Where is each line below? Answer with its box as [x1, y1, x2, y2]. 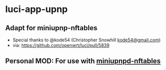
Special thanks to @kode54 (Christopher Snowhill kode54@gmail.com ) [12, 37, 161, 43]
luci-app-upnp [5, 4, 68, 15]
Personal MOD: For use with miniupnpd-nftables [5, 57, 161, 65]
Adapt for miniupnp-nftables [5, 24, 98, 32]
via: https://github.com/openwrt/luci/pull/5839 [12, 42, 110, 48]
